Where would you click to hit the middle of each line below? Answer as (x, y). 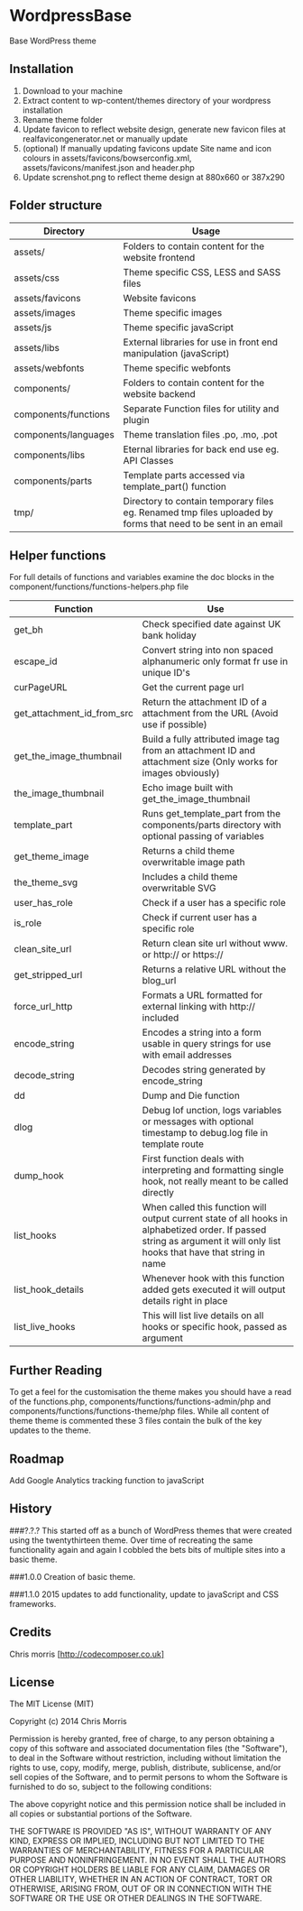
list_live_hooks (45, 1327)
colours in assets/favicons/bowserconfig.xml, (107, 158)
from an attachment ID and (198, 751)
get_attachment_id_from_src (73, 714)
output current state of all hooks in (215, 1219)
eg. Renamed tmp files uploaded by (198, 512)
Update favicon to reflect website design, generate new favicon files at (154, 129)
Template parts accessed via (184, 475)
